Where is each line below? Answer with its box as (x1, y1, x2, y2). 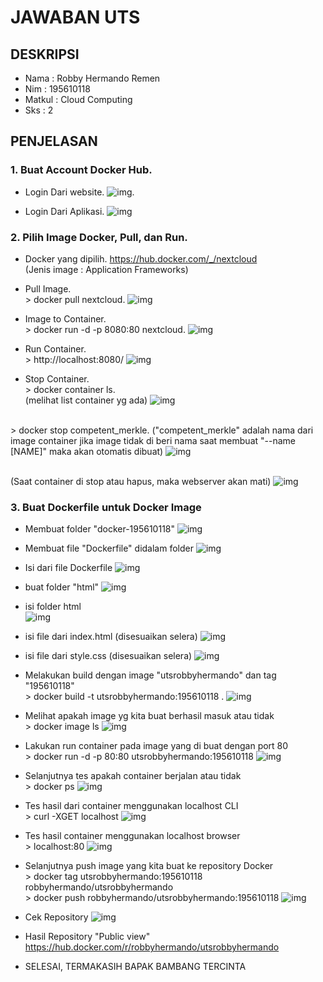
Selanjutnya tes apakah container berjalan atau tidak (24, 770, 242, 782)
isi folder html (24, 601, 82, 613)
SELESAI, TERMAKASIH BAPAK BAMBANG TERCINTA (24, 961, 247, 973)
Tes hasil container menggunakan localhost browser (24, 830, 241, 842)
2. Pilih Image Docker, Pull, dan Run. (10, 230, 188, 244)
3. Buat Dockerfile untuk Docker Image (10, 500, 202, 514)
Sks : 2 (24, 104, 54, 116)
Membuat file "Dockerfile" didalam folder (24, 542, 194, 555)
